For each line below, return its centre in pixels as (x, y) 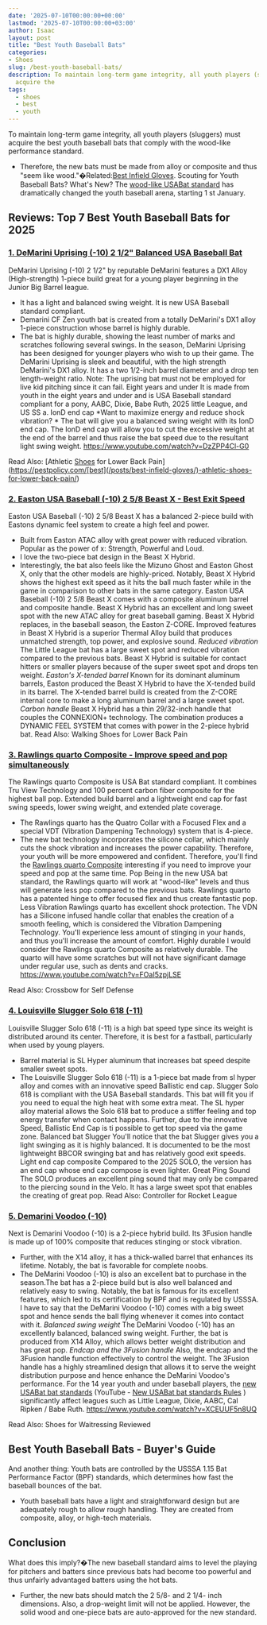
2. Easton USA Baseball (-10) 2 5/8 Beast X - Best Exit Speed (127, 499)
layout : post (30, 38)
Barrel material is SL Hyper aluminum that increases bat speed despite (135, 1060)
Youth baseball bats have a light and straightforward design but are (130, 1501)
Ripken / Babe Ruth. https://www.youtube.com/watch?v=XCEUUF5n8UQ (138, 1409)
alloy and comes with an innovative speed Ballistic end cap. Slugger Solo (139, 1085)
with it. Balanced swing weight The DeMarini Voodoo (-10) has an (127, 1325)
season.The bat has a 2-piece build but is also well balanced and (126, 1282)
